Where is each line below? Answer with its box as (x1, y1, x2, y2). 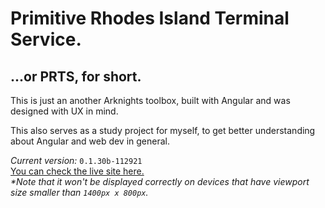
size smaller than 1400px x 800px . (10, 187, 149, 198)
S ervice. (10, 28, 82, 51)
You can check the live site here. (10, 165, 145, 177)
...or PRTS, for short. (10, 68, 142, 85)
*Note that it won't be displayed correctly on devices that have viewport (10, 176, 310, 187)
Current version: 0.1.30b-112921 (10, 155, 143, 166)
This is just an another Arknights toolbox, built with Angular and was (10, 95, 291, 106)
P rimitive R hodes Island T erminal (10, 7, 290, 30)
